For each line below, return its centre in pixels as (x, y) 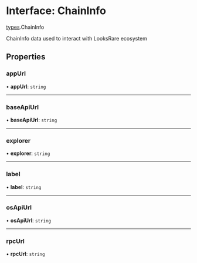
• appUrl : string (26, 86)
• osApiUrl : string (29, 220)
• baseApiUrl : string (32, 120)
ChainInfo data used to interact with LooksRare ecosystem (77, 38)
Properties (26, 57)
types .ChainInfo (25, 27)
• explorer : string (28, 153)
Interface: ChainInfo (56, 11)
